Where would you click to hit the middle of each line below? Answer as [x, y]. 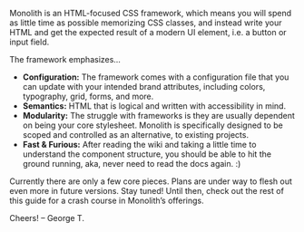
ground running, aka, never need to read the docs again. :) [132, 164]
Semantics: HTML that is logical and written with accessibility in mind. [154, 106]
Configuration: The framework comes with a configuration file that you [156, 77]
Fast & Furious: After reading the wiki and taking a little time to [139, 145]
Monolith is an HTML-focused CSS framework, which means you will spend [151, 13]
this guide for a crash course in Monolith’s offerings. [107, 200]
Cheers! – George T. [47, 218]
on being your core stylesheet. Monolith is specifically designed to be [152, 125]
